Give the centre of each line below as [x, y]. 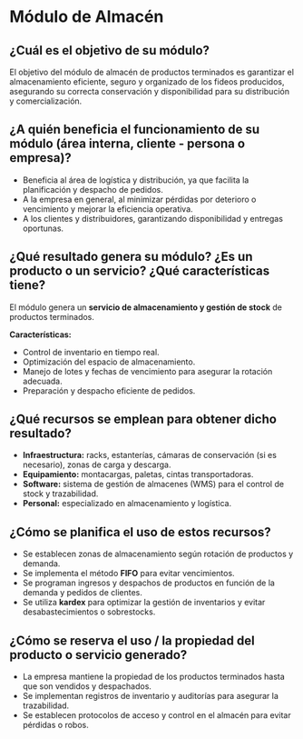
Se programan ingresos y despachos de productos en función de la [148, 583]
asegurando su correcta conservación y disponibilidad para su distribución [150, 91]
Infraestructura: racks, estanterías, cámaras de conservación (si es [149, 455]
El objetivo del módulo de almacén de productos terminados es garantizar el [152, 72]
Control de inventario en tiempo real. [91, 352]
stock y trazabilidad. [60, 494]
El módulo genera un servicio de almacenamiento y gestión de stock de [146, 307]
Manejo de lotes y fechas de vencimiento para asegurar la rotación [147, 371]
